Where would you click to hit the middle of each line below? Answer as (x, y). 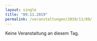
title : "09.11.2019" (27, 14)
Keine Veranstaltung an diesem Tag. (42, 33)
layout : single (21, 10)
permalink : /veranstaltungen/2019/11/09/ (49, 19)
